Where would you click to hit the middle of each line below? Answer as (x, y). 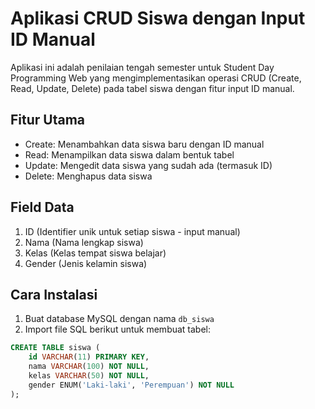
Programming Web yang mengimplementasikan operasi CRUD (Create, (156, 78)
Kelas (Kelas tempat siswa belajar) (95, 253)
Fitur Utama (48, 120)
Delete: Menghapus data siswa (88, 176)
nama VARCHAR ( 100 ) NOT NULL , (89, 367)
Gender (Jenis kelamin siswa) (86, 263)
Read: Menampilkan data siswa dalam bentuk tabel (129, 154)
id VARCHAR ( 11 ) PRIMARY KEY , (89, 357)
